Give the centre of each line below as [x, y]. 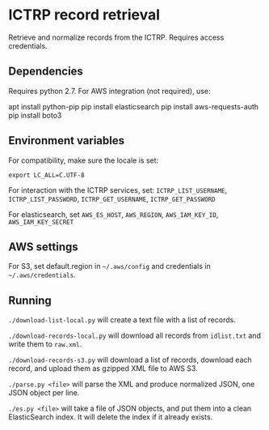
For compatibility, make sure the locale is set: [84, 160]
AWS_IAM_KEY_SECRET [41, 222]
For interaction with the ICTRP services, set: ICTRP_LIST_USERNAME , [118, 190]
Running [30, 300]
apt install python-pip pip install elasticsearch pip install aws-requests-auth [134, 106]
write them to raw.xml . [45, 344]
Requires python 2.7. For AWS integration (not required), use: [109, 91]
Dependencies [46, 72]
